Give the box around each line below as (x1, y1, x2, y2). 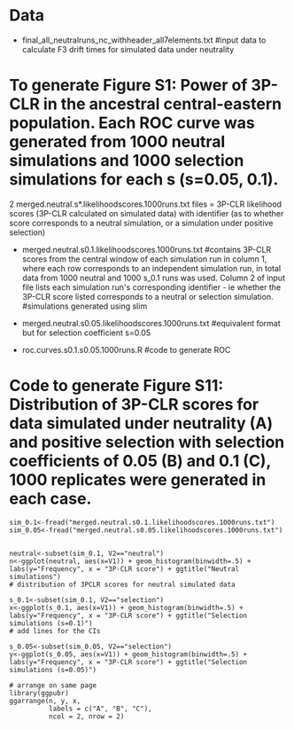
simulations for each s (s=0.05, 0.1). (9, 169, 279, 190)
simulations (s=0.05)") (9, 665, 97, 674)
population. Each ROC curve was (9, 113, 255, 133)
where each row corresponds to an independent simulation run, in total (21, 263, 282, 273)
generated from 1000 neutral (9, 132, 226, 152)
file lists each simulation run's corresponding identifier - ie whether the (21, 281, 282, 293)
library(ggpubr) (9, 688, 69, 697)
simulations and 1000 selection (9, 151, 244, 171)
